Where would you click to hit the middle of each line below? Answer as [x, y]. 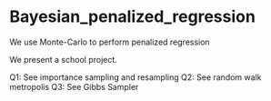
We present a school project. [64, 59]
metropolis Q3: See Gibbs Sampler [74, 86]
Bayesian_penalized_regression [133, 17]
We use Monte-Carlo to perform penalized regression [110, 42]
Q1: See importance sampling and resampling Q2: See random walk [135, 77]
